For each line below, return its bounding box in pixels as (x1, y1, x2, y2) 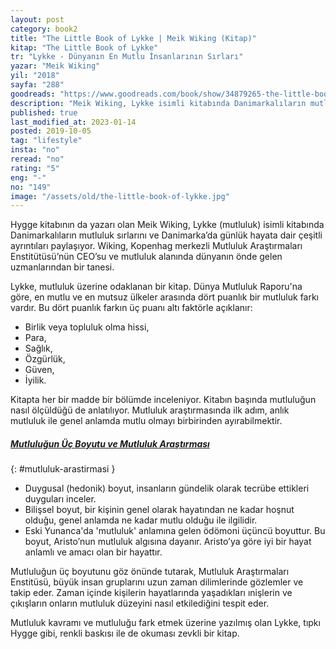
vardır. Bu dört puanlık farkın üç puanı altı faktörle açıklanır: (10, 302, 253, 314)
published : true (10, 107, 78, 118)
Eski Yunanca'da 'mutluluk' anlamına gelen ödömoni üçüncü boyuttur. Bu (24, 525, 326, 537)
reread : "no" (10, 154, 65, 164)
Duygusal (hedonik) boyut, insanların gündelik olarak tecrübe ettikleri (24, 482, 310, 495)
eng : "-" (10, 172, 47, 183)
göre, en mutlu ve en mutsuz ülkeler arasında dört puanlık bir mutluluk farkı (10, 291, 320, 303)
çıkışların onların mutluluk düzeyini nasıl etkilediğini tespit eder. (10, 597, 270, 610)
